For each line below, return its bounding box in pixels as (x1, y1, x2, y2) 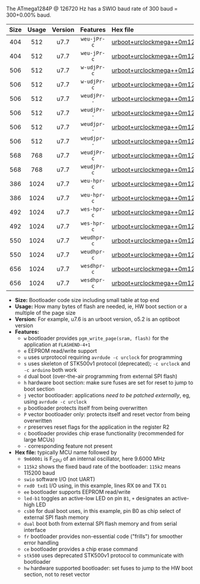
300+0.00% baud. (6, 11, 52, 19)
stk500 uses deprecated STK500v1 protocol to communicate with (23, 552, 184, 559)
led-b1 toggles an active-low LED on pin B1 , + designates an (23, 494, 171, 502)
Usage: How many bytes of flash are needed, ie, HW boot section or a (14, 303, 187, 310)
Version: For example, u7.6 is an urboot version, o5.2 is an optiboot (14, 316, 180, 322)
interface (23, 526, 46, 533)
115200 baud (23, 469, 55, 477)
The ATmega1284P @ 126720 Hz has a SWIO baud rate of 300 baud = (6, 5, 178, 12)
